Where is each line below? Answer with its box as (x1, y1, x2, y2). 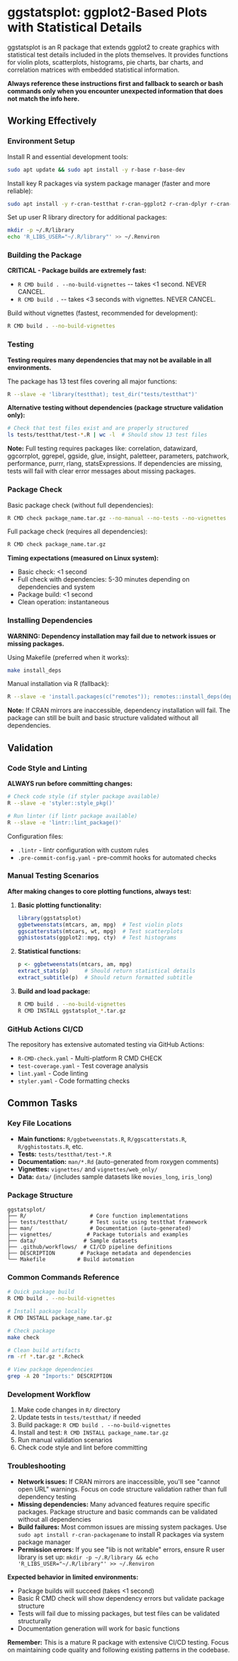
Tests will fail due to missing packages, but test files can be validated (17, 1609, 220, 1618)
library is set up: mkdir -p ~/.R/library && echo (17, 1552, 159, 1561)
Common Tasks (7, 1097, 78, 1109)
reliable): (7, 186, 33, 195)
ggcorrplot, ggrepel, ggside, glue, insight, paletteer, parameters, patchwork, (7, 452, 229, 460)
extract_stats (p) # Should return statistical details (17, 967, 196, 975)
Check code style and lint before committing (17, 1443, 147, 1452)
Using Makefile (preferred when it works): (7, 653, 130, 661)
